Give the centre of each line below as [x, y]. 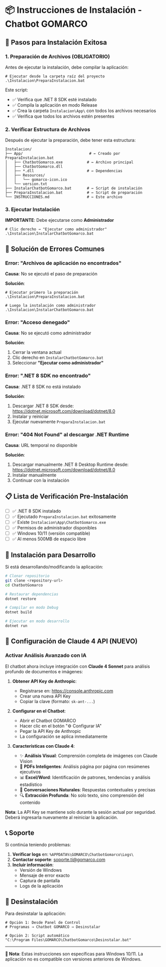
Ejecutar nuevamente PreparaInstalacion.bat [59, 421]
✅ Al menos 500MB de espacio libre [49, 539]
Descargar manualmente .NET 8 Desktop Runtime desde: [70, 464]
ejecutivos [30, 772]
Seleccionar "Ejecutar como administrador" [58, 363]
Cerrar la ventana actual [37, 352]
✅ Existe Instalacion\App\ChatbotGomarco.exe [59, 522]
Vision [26, 761]
